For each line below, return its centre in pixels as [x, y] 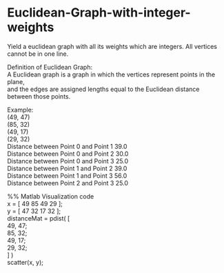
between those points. [39, 96]
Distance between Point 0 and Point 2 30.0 [68, 154]
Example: [20, 110]
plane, [16, 81]
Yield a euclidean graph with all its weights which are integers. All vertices [112, 46]
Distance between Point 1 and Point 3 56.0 [67, 175]
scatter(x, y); [25, 262]
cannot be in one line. [38, 54]
